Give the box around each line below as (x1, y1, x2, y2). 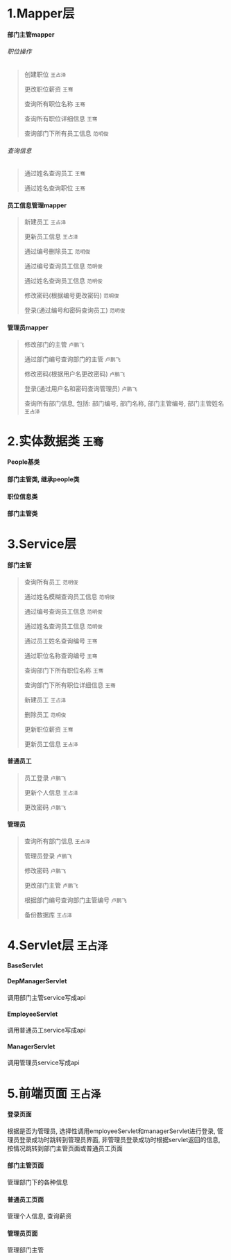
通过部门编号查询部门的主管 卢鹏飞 (24, 354, 121, 363)
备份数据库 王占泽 (24, 911, 73, 919)
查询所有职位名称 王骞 (24, 99, 85, 107)
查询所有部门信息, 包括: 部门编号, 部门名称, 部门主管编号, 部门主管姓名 (24, 399, 224, 407)
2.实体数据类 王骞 (7, 433, 104, 449)
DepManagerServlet (7, 977, 67, 985)
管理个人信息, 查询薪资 (7, 1212, 71, 1220)
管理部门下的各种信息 (7, 1177, 68, 1186)
